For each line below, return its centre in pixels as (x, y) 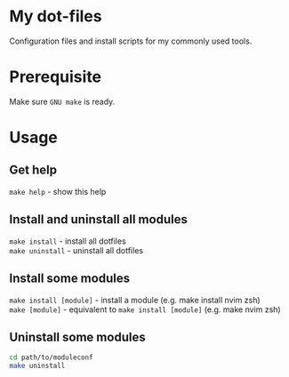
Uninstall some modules (77, 337)
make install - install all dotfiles (68, 241)
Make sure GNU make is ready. (62, 101)
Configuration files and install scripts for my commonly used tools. (131, 41)
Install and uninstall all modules (99, 220)
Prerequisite (56, 77)
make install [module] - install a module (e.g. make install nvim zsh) (135, 300)
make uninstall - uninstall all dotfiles (76, 250)
